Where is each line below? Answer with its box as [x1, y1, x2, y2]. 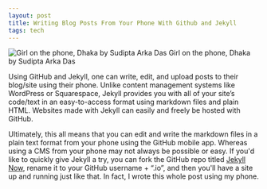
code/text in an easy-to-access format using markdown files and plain [8, 97, 239, 107]
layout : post [8, 11, 52, 20]
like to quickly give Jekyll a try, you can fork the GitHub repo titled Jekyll [8, 155, 246, 164]
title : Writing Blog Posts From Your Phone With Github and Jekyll [8, 19, 238, 27]
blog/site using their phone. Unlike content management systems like [8, 80, 235, 90]
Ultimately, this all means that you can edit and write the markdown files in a [8, 129, 258, 139]
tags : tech [8, 26, 45, 34]
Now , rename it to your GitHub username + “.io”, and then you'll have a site [8, 164, 253, 173]
